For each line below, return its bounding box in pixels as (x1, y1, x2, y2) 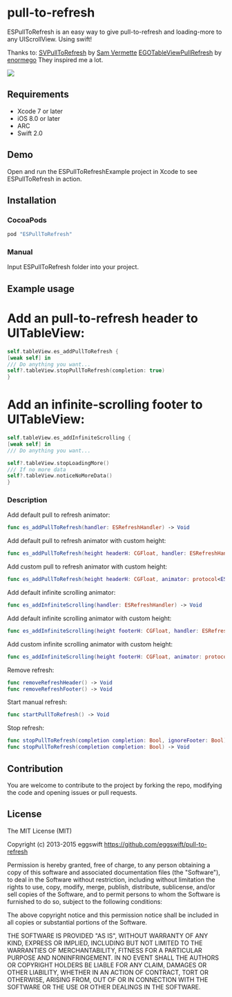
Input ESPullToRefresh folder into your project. (7, 263, 139, 271)
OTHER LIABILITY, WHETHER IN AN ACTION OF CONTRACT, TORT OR (7, 968, 209, 976)
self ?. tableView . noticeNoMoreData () (7, 473, 113, 480)
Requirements (7, 88, 69, 101)
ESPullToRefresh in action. (7, 175, 82, 183)
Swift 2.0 (17, 129, 43, 137)
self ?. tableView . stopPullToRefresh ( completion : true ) (7, 367, 166, 374)
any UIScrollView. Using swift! (7, 34, 92, 43)
